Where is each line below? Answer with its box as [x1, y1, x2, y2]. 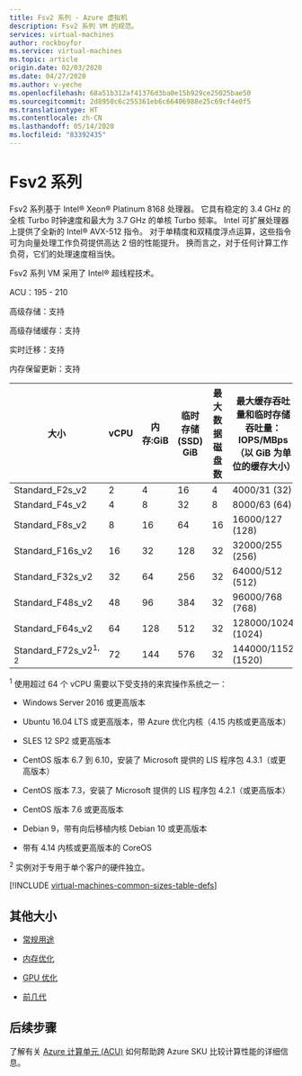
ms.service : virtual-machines [9, 47, 123, 56]
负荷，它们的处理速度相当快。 [9, 249, 120, 259]
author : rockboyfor [9, 38, 83, 48]
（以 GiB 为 [235, 447, 283, 459]
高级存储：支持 [9, 305, 65, 316]
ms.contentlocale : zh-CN [9, 113, 102, 122]
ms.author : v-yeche [9, 80, 83, 89]
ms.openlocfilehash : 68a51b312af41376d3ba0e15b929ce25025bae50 [9, 88, 252, 97]
